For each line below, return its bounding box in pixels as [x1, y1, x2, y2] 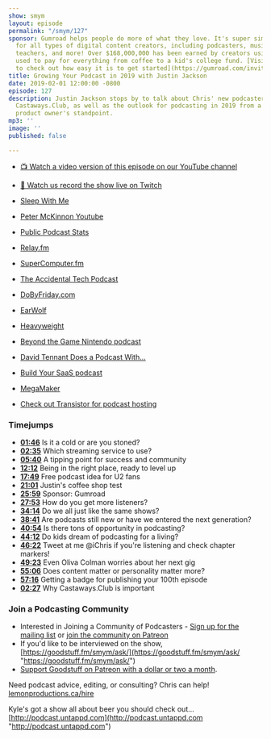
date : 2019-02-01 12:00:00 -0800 [8, 79, 121, 87]
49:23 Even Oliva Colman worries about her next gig [19, 557, 196, 567]
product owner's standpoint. [15, 110, 114, 118]
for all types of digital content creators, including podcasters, [15, 42, 248, 50]
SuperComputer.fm [19, 258, 85, 268]
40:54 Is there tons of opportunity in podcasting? [19, 523, 186, 532]
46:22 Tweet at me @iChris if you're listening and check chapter [19, 540, 236, 549]
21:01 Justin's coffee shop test [19, 480, 123, 490]
